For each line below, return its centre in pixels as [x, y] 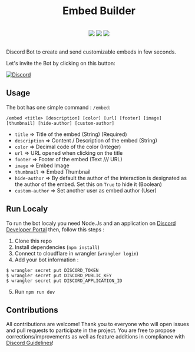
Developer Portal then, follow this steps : [55, 229]
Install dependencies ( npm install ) [57, 247]
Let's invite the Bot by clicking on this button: [61, 63]
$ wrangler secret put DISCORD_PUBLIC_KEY [59, 275]
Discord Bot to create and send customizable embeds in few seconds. [91, 52]
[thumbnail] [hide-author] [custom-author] [60, 123]
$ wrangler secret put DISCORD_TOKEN [52, 270]
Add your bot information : [47, 260]
